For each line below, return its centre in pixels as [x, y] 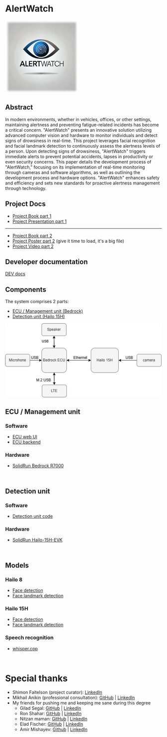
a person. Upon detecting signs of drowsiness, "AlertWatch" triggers [75, 151]
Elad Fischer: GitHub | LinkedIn [51, 724]
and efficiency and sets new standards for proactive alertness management [83, 183]
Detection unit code [33, 516]
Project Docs [25, 204]
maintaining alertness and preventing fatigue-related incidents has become [82, 125]
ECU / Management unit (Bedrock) [48, 311]
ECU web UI [25, 437]
